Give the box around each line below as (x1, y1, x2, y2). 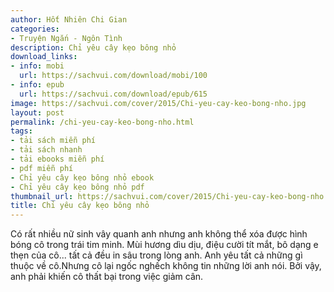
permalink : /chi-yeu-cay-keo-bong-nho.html (10, 117, 195, 127)
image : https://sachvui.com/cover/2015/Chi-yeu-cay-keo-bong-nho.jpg (10, 98, 307, 108)
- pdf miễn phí (10, 163, 74, 173)
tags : (10, 126, 33, 136)
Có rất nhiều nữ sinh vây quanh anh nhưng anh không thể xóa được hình (10, 228, 308, 240)
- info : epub (10, 80, 65, 90)
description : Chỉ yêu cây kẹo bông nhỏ (10, 42, 177, 53)
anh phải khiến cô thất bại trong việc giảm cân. (10, 271, 204, 283)
